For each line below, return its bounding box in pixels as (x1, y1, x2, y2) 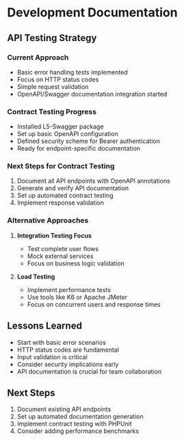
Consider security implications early (16, 360, 119, 368)
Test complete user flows (27, 244, 99, 252)
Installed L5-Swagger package (16, 122, 104, 131)
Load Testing (16, 272, 55, 281)
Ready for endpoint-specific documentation (16, 144, 141, 153)
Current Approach (7, 53, 69, 62)
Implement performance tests (27, 285, 111, 294)
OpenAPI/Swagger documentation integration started (16, 90, 168, 98)
